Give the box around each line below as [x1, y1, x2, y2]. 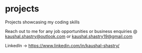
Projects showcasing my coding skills [5, 19, 80, 25]
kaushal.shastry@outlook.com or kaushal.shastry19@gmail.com [5, 33, 133, 39]
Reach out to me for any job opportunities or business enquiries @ [5, 28, 138, 34]
